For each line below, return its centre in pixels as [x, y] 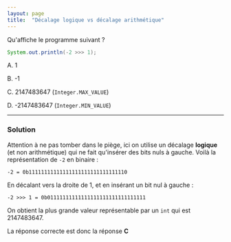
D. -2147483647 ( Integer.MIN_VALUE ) [59, 105]
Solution [22, 130]
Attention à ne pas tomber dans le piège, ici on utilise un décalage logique [112, 145]
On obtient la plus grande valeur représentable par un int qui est [99, 210]
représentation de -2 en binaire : [53, 159]
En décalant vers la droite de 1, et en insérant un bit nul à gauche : [100, 185]
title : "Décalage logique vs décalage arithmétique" [86, 20]
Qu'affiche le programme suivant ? [56, 39]
